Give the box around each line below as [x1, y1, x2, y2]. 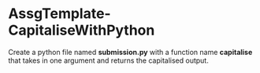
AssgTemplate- [8, 5, 112, 23]
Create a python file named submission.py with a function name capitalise [8, 47, 253, 57]
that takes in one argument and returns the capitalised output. [8, 56, 209, 65]
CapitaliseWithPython [8, 21, 155, 39]
